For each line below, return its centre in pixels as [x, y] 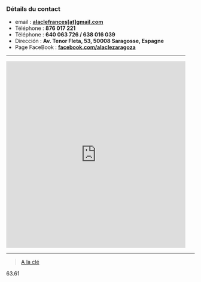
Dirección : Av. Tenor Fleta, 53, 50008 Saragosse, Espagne [89, 41]
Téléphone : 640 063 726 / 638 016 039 [65, 35]
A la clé [30, 262]
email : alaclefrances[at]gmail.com [59, 22]
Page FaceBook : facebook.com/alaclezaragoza [75, 47]
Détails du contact [33, 9]
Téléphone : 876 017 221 [45, 28]
